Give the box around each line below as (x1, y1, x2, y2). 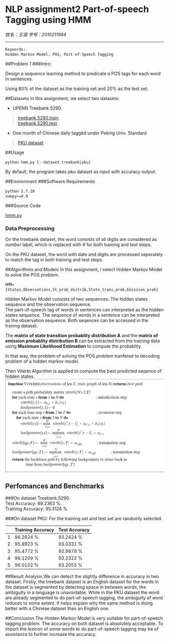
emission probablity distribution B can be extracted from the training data (5, 338, 160, 344)
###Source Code (5, 202, 41, 208)
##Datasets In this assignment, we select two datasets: (5, 95, 120, 101)
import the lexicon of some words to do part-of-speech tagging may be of (5, 625, 159, 632)
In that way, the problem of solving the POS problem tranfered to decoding (5, 353, 160, 359)
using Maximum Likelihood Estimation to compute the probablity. (5, 343, 142, 349)
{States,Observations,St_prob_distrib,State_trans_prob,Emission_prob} (5, 287, 158, 292)
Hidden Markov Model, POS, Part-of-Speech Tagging (5, 52, 114, 57)
